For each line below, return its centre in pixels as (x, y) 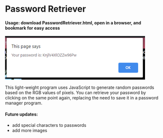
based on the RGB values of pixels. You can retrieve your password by (75, 93)
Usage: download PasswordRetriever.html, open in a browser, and (73, 22)
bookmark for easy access (33, 28)
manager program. (24, 103)
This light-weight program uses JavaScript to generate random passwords (80, 88)
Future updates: (21, 114)
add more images (30, 130)
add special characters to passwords (49, 125)
